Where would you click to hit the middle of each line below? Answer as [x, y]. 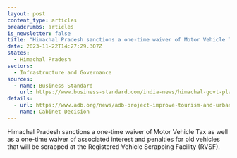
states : [19, 53]
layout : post [26, 14]
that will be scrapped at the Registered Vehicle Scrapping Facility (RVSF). [114, 146]
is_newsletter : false [39, 33]
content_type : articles [42, 20]
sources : [20, 79]
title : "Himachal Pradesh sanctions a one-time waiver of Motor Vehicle [116, 40]
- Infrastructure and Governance [63, 72]
